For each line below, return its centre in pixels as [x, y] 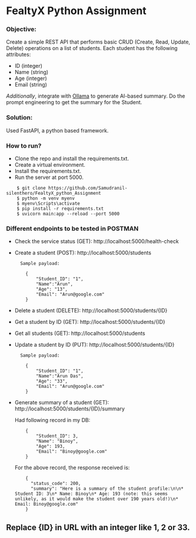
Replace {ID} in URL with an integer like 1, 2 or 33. [98, 527]
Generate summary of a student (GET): [62, 403]
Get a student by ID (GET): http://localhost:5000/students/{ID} [90, 322]
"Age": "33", [52, 381]
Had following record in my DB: [52, 420]
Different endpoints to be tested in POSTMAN [72, 229]
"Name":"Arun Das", [60, 376]
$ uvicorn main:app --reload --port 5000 [68, 214]
